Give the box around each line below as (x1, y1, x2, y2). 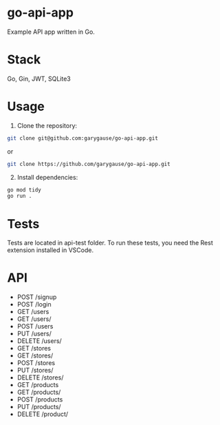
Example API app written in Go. (7, 28, 95, 36)
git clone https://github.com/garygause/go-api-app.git (7, 160, 170, 167)
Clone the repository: (16, 121, 78, 129)
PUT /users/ (16, 329, 52, 338)
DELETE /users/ (16, 337, 62, 345)
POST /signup (16, 293, 57, 301)
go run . (7, 193, 32, 200)
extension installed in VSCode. (7, 246, 94, 254)
